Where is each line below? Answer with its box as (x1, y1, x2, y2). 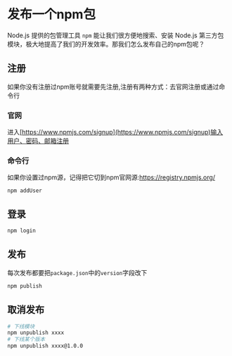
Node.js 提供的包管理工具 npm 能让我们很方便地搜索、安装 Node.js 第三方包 (7, 31, 224, 39)
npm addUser (7, 187, 42, 194)
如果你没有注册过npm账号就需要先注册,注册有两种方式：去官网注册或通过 (7, 82, 219, 91)
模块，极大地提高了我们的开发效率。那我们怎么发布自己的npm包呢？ (7, 39, 205, 48)
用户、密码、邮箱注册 (7, 136, 69, 145)
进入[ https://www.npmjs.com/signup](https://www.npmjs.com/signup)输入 (7, 128, 224, 136)
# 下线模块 (7, 323, 35, 330)
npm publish (7, 282, 42, 289)
